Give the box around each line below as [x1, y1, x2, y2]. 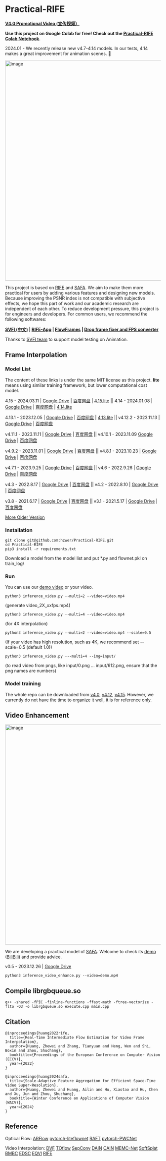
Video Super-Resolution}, [5, 1083, 58, 1088]
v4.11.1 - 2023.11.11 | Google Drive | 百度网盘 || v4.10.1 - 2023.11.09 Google [5, 431, 153, 437]
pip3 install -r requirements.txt [5, 547, 77, 551]
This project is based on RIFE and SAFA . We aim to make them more [5, 284, 144, 291]
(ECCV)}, [5, 1056, 23, 1062]
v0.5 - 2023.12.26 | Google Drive [5, 964, 72, 970]
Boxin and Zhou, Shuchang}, [5, 1048, 63, 1053]
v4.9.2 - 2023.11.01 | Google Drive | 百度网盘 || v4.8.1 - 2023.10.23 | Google [5, 448, 157, 454]
